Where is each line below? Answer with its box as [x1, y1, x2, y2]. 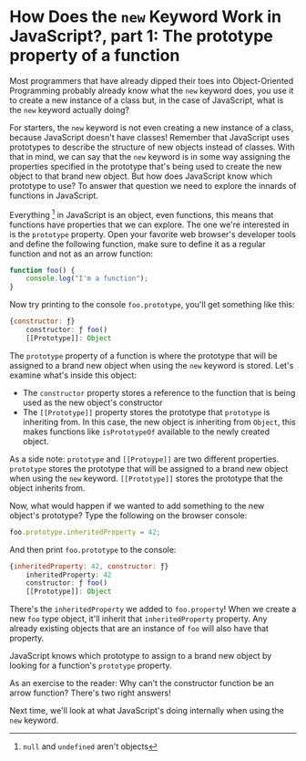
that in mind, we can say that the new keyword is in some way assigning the [9, 151, 291, 162]
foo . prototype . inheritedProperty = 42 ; [9, 527, 161, 537]
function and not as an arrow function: [9, 248, 153, 259]
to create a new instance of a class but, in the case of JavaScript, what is [9, 94, 284, 106]
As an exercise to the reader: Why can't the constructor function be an [9, 678, 275, 689]
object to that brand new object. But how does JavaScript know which [9, 171, 273, 182]
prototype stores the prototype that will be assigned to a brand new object [9, 463, 289, 474]
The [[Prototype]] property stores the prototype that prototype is [22, 406, 270, 417]
